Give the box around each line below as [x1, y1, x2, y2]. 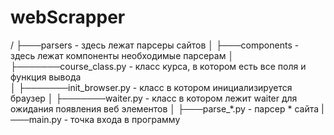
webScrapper [10, 6, 126, 29]
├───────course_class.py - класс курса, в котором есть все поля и [10, 60, 307, 72]
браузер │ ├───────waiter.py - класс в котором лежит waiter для [10, 92, 298, 104]
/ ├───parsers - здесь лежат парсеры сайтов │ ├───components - [10, 39, 300, 51]
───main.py [10, 113, 62, 125]
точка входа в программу [70, 113, 181, 125]
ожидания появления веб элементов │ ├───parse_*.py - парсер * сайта [10, 102, 320, 115]
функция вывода [10, 71, 82, 83]
